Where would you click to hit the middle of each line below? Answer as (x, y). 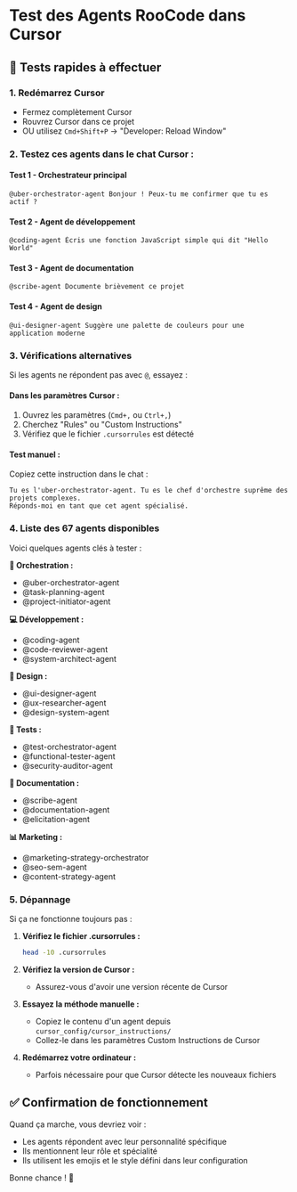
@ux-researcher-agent (64, 702)
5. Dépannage (40, 899)
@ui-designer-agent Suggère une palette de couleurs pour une (127, 325)
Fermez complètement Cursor (77, 111)
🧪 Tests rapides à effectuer (85, 67)
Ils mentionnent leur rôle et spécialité (90, 1151)
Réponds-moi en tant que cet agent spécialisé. (99, 506)
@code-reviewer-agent (65, 649)
